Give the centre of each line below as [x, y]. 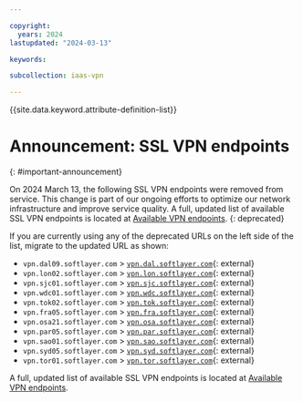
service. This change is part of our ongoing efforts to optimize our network [150, 199]
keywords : [28, 59]
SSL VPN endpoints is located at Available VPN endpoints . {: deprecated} [147, 219]
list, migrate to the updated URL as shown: [89, 246]
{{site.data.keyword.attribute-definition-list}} [94, 109]
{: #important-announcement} [66, 172]
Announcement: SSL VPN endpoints [150, 146]
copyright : [30, 26]
